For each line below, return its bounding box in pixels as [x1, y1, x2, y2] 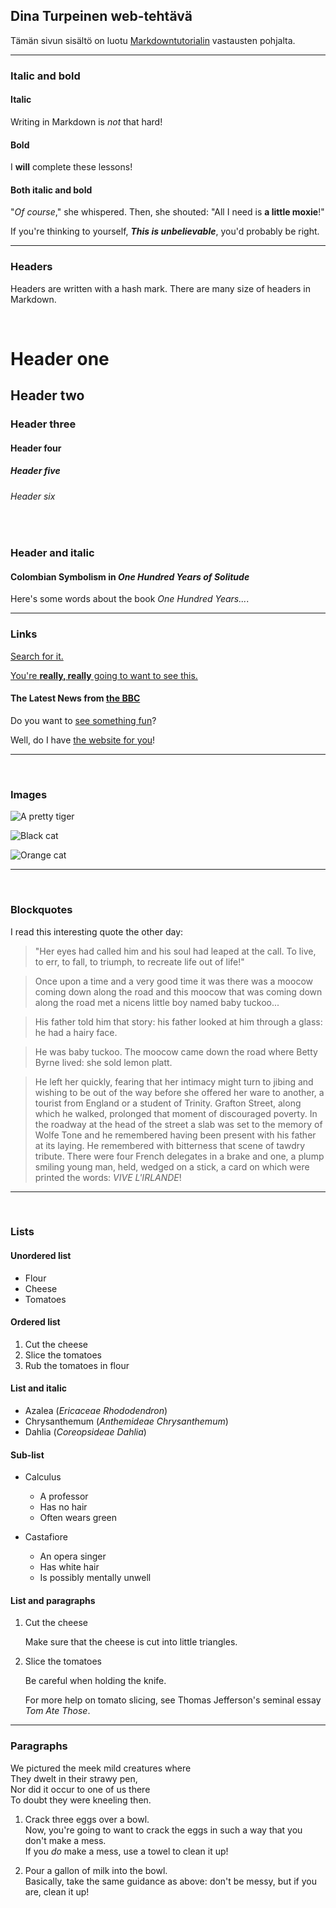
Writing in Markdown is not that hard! [10, 115, 163, 128]
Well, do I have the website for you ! [10, 734, 156, 746]
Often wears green [39, 1512, 117, 1524]
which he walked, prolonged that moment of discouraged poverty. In [34, 1107, 318, 1119]
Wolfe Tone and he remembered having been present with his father [34, 1129, 317, 1141]
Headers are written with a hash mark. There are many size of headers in [10, 282, 311, 294]
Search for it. [10, 650, 64, 662]
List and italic [10, 1382, 67, 1394]
